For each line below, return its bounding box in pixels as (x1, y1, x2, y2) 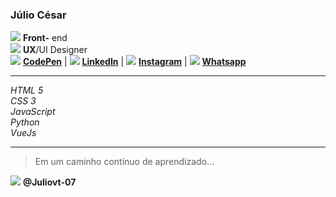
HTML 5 (10, 84, 44, 97)
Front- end (22, 32, 68, 44)
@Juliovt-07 (22, 176, 77, 188)
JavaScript (10, 106, 56, 118)
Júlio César (10, 8, 67, 22)
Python (10, 116, 40, 128)
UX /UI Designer (22, 44, 88, 56)
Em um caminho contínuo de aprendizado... (34, 156, 215, 168)
